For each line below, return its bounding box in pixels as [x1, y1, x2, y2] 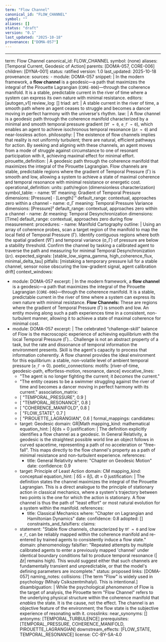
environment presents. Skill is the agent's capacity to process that [12, 347, 147, 353]
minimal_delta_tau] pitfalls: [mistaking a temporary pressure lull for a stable [5, 258, 158, 264]
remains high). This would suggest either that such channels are [27, 558, 158, 564]
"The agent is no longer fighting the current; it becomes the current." [19, 373, 160, 379]
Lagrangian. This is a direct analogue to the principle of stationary [19, 484, 154, 490]
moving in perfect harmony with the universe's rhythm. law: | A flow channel [5, 110, 161, 117]
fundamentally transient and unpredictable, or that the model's [19, 563, 147, 569]
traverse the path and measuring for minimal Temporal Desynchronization [5, 248, 156, 254]
